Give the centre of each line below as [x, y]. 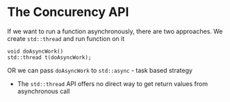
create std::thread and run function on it [66, 38]
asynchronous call [43, 91]
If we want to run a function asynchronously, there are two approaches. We [115, 31]
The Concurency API [68, 12]
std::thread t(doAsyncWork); [49, 57]
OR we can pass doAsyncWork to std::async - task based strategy [100, 70]
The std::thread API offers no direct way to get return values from [113, 83]
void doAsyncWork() [35, 51]
